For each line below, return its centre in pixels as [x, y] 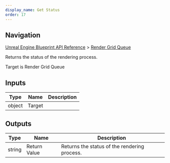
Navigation [23, 35]
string [15, 149]
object [15, 106]
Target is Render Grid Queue [35, 67]
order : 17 [16, 15]
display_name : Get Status [32, 10]
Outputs [18, 124]
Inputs [16, 83]
